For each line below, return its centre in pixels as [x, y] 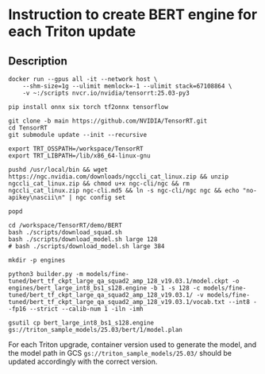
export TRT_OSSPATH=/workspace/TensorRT [76, 149]
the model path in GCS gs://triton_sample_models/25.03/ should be [120, 353]
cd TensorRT [28, 128]
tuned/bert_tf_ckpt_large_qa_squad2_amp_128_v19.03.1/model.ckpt [118, 281]
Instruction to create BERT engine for [133, 15]
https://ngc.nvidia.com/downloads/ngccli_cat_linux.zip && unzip [118, 177]
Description [38, 61]
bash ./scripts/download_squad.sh [65, 232]
